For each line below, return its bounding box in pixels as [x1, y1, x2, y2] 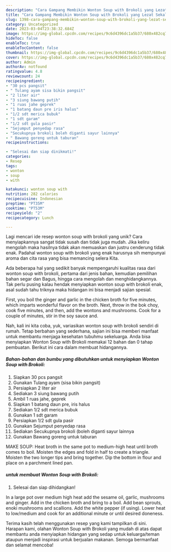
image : [6, 31, 20, 36]
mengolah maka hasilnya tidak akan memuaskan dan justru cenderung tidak [6, 244, 164, 251]
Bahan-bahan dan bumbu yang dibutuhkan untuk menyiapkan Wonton [6, 356, 159, 362]
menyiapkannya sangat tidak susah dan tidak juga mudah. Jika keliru [6, 239, 149, 245]
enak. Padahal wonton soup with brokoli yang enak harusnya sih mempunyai [6, 250, 166, 256]
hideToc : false [6, 36, 38, 41]
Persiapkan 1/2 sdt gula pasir [13, 418, 74, 424]
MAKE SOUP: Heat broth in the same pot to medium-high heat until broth [6, 444, 158, 450]
